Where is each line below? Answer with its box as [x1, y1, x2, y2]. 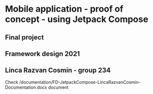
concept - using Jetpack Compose [5, 14, 149, 25]
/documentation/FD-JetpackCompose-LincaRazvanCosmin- [19, 79, 141, 85]
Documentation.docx [5, 84, 47, 90]
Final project [5, 33, 44, 41]
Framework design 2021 [5, 50, 80, 58]
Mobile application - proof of [5, 3, 124, 15]
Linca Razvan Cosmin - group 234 [5, 66, 111, 75]
